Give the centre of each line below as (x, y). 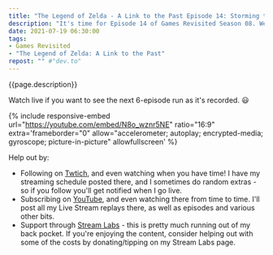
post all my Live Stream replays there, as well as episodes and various (137, 207)
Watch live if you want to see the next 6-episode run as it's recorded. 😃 (129, 100)
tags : (17, 39)
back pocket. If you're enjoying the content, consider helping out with (136, 233)
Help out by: (29, 157)
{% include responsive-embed (60, 115)
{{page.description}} (43, 84)
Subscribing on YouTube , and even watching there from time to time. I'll (140, 199)
